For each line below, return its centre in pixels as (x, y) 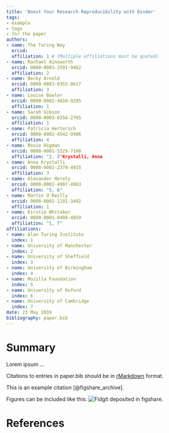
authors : (17, 40)
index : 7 (22, 307)
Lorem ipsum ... (25, 364)
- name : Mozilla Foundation (41, 279)
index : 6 (22, 296)
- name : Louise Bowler (34, 95)
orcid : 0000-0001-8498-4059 (47, 218)
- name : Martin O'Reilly (37, 195)
